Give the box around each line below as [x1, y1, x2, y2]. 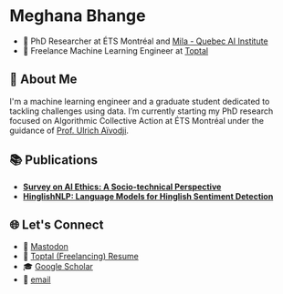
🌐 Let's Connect [9, 217, 104, 232]
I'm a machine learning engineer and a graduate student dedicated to [9, 96, 270, 106]
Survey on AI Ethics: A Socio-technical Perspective [22, 181, 222, 192]
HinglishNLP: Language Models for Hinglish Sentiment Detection [22, 190, 274, 201]
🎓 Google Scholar [22, 261, 94, 272]
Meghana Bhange [9, 5, 146, 26]
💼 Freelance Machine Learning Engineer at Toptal [22, 45, 208, 56]
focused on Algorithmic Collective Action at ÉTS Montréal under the [9, 115, 265, 126]
